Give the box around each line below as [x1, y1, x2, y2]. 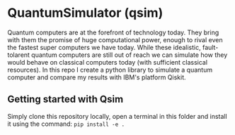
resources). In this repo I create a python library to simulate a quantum [7, 65, 213, 74]
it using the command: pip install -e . [7, 120, 125, 128]
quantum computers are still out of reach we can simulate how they [31, 51, 228, 59]
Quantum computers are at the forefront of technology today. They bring [7, 28, 219, 37]
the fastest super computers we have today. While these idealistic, [7, 43, 201, 51]
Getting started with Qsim [7, 94, 124, 105]
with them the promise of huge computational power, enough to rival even [7, 35, 223, 44]
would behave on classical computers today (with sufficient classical [7, 58, 207, 66]
